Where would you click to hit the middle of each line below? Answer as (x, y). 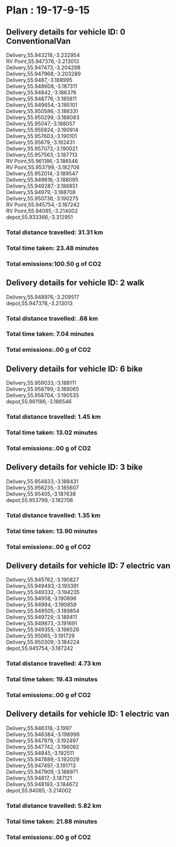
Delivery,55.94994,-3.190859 (41, 605)
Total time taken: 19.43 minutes (52, 679)
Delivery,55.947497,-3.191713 (41, 765)
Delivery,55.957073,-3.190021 (42, 148)
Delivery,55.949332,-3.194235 (43, 592)
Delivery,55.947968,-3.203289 (43, 74)
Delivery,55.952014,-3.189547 (42, 173)
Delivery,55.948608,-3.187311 (42, 86)
